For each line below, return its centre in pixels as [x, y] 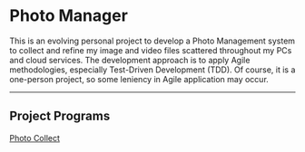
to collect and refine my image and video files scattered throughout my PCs [151, 50]
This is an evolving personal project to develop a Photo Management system [152, 41]
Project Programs [60, 116]
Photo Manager [69, 16]
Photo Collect [35, 138]
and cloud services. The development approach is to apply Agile [130, 60]
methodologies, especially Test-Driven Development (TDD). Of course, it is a [152, 70]
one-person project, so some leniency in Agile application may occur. [139, 79]
